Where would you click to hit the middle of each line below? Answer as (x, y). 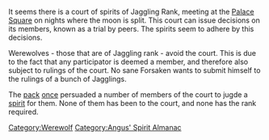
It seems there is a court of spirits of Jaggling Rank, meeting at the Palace (131, 12)
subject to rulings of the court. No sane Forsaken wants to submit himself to (134, 70)
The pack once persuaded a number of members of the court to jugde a (128, 95)
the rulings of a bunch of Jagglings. (67, 79)
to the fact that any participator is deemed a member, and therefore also (128, 62)
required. (23, 112)
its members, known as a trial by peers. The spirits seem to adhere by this (131, 29)
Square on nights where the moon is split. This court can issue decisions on (134, 20)
